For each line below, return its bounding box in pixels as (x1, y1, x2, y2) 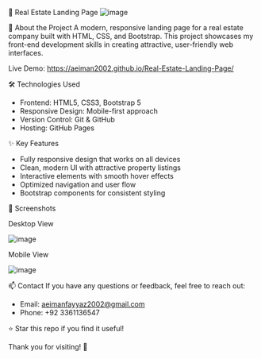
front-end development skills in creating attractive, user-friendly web (8, 40, 234, 49)
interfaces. (8, 48, 44, 57)
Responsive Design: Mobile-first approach (19, 106, 159, 115)
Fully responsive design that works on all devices (19, 155, 181, 164)
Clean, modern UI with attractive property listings (19, 163, 181, 172)
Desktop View (8, 219, 54, 228)
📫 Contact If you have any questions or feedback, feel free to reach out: (8, 281, 246, 290)
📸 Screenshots (8, 203, 56, 213)
